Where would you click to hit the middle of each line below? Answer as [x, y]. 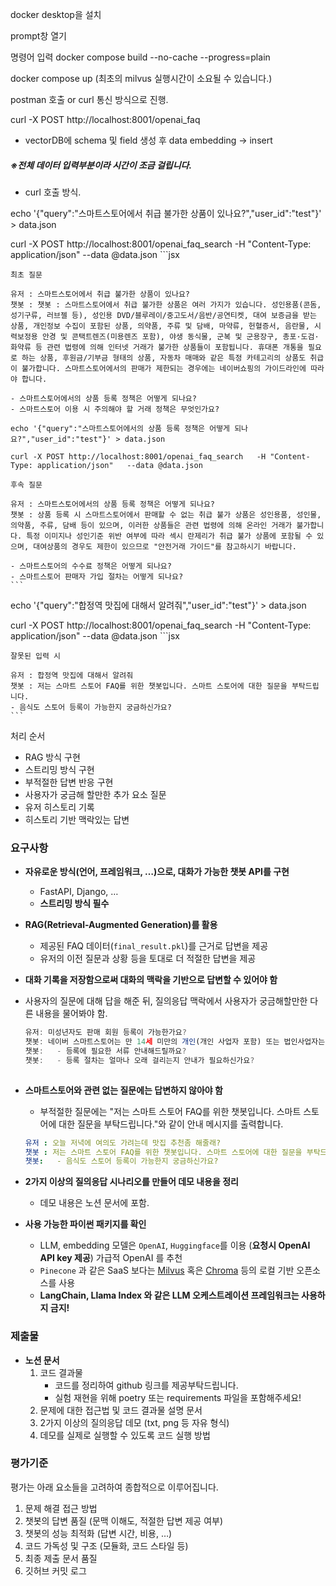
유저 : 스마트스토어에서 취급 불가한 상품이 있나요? [100, 294]
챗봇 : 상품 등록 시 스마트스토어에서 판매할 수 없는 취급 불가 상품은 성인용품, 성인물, [166, 514]
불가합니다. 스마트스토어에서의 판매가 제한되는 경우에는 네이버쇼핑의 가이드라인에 [164, 368]
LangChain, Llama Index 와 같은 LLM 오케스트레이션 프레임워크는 [169, 1295]
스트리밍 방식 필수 [74, 904]
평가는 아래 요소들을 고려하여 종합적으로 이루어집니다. [114, 1487]
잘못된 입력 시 [35, 656]
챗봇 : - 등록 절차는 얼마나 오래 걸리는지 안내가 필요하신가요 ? [139, 1060]
